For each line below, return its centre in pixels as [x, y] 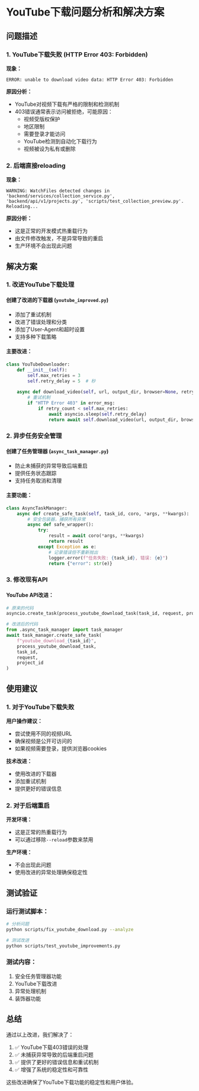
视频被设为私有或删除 [49, 149]
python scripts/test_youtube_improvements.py [63, 946]
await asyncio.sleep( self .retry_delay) [97, 414]
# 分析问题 [18, 924]
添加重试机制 [30, 781]
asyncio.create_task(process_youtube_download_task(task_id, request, [95, 614]
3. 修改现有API [27, 580]
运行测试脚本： [28, 911]
